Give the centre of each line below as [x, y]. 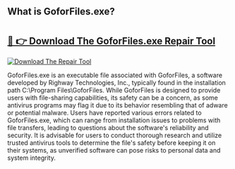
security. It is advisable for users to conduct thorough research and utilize [115, 135]
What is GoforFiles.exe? [61, 12]
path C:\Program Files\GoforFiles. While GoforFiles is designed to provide [114, 90]
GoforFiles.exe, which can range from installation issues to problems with [114, 120]
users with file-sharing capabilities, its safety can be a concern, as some [113, 98]
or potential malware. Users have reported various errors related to [105, 113]
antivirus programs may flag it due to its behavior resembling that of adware [117, 105]
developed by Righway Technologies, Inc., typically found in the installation [116, 83]
